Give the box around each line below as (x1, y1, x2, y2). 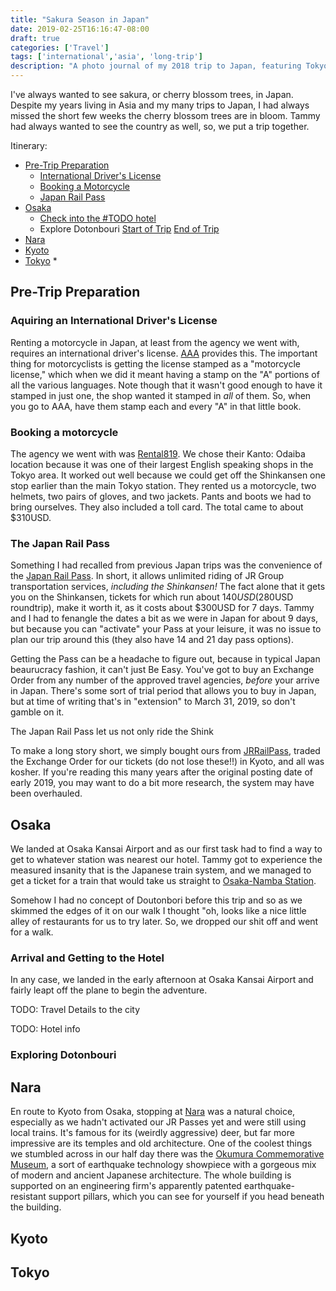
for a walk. (10, 926, 54, 938)
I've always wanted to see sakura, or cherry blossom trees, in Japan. (10, 89, 294, 100)
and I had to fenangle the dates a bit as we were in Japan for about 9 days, (10, 612, 319, 625)
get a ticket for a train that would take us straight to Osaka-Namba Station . (10, 875, 317, 887)
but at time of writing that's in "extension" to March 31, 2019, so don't (10, 696, 296, 708)
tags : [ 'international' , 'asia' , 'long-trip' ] (10, 52, 203, 62)
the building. (10, 1201, 62, 1213)
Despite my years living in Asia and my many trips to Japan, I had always (10, 99, 310, 111)
